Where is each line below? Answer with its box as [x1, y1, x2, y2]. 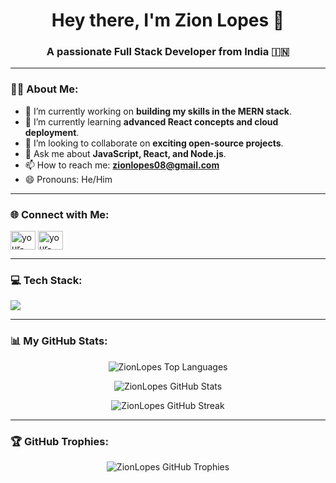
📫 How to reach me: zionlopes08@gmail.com [24, 159, 220, 171]
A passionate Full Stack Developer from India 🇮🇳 [46, 45, 290, 59]
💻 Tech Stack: [10, 274, 83, 287]
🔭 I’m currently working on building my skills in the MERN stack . [24, 105, 292, 117]
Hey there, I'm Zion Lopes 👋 [51, 9, 285, 32]
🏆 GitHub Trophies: [10, 434, 109, 448]
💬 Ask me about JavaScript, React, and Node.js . [24, 147, 227, 159]
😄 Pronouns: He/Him [24, 173, 113, 185]
